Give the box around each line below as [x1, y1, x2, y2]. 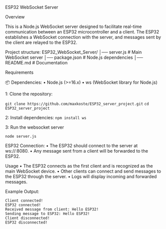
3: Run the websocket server [5, 124, 64, 130]
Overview [5, 14, 25, 19]
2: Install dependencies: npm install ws [5, 115, 87, 120]
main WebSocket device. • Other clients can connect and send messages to [5, 168, 162, 174]
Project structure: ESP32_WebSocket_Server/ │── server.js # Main [5, 49, 142, 55]
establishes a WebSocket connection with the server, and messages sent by [5, 34, 162, 40]
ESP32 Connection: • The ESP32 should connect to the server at [5, 143, 138, 149]
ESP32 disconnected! [5, 220, 48, 225]
